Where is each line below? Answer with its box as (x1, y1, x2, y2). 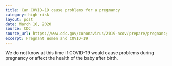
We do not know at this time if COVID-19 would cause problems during (5, 49, 155, 56)
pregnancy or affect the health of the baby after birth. (5, 55, 118, 61)
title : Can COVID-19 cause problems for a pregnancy (5, 7, 120, 13)
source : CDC (5, 26, 31, 31)
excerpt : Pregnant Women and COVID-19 (5, 36, 88, 41)
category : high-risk (5, 12, 50, 17)
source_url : (5, 31, 31, 36)
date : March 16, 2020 (5, 21, 52, 27)
